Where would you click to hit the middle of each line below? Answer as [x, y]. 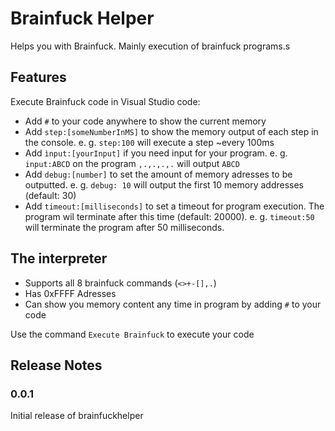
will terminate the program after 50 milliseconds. [124, 227]
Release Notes [56, 365]
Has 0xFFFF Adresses [70, 293]
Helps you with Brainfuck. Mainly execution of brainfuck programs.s [150, 46]
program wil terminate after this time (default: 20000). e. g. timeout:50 [169, 216]
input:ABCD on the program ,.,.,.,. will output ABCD [132, 163]
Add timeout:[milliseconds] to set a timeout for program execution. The [174, 206]
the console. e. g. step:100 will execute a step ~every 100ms [149, 142]
